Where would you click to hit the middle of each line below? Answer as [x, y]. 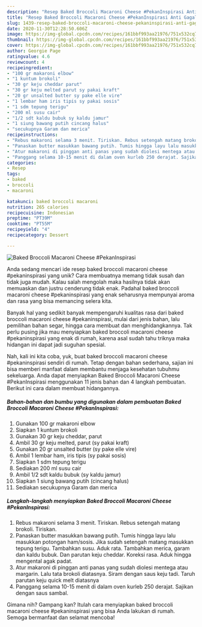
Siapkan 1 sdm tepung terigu [51, 462]
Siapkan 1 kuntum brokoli [46, 430]
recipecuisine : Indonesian [40, 213]
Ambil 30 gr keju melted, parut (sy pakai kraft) [72, 442]
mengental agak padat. [44, 561]
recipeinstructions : [33, 135]
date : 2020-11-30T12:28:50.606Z [47, 29]
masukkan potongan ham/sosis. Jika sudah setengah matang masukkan [105, 542]
